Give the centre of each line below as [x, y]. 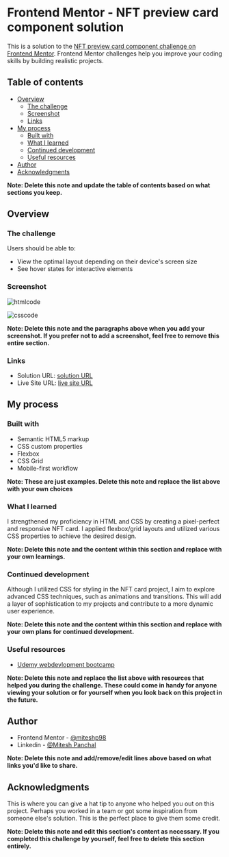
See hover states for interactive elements [75, 269]
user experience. [31, 611]
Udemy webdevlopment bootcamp [66, 664]
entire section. [28, 343]
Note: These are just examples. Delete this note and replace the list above [114, 481]
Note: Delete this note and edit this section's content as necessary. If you [113, 832]
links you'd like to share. [42, 766]
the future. [23, 700]
